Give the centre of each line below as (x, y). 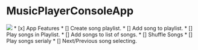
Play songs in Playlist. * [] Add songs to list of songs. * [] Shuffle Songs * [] (100, 35)
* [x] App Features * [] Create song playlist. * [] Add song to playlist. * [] (103, 28)
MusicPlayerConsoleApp (70, 11)
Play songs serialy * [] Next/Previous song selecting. (72, 40)
